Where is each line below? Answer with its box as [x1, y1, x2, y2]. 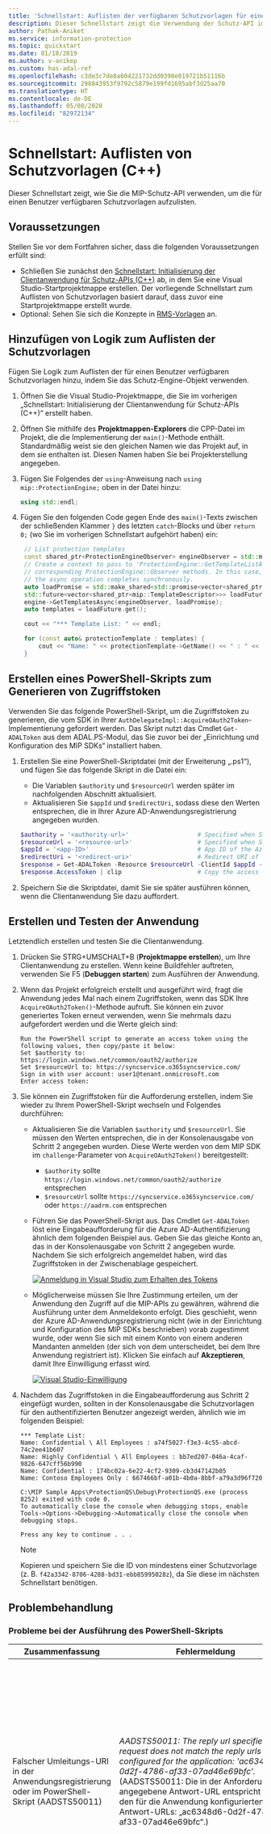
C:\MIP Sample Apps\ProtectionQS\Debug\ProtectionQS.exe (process [19, 1488, 248, 1496]
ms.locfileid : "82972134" [8, 110, 95, 118]
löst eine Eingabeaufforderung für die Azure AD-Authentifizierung [31, 1224, 251, 1234]
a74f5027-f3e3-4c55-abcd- [153, 1439, 241, 1447]
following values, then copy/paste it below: [19, 1042, 176, 1050]
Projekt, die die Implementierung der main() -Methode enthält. [19, 432, 225, 442]
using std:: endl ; [19, 498, 79, 506]
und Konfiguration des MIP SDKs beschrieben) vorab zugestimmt [31, 1324, 249, 1334]
